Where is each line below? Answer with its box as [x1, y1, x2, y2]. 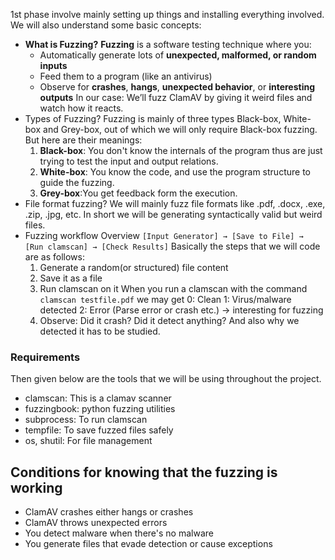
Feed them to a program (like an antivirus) [39, 70, 213, 82]
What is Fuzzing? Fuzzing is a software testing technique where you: [24, 39, 312, 50]
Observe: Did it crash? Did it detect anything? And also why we [39, 315, 300, 326]
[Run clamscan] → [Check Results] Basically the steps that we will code [24, 240, 321, 252]
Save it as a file [39, 272, 103, 284]
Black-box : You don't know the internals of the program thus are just [39, 145, 323, 156]
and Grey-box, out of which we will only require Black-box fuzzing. [43, 124, 318, 135]
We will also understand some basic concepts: [10, 19, 202, 31]
